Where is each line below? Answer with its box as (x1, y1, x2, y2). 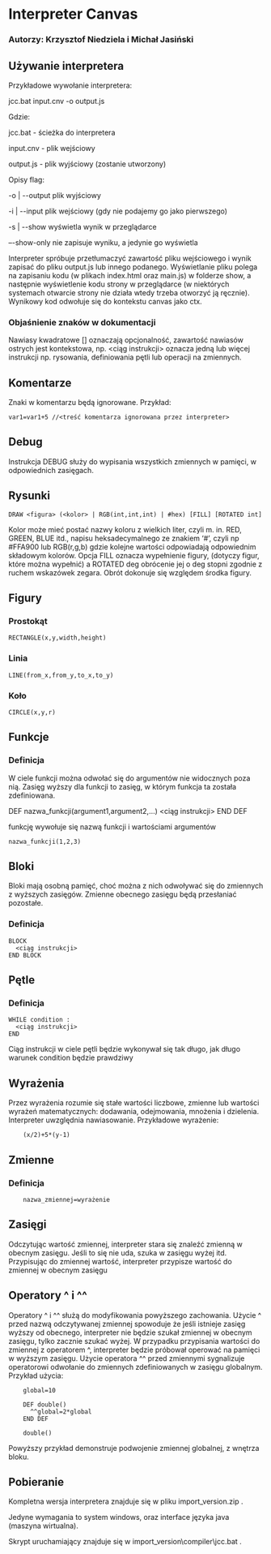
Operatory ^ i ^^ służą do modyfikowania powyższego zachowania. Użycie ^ (8, 1310, 261, 1319)
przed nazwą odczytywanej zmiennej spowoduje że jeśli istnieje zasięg (8, 1319, 246, 1328)
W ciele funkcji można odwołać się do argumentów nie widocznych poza (8, 773, 251, 783)
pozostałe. (8, 898, 44, 908)
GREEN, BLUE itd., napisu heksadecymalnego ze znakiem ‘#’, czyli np (8, 533, 240, 543)
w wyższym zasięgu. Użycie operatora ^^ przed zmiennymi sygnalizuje (8, 1353, 245, 1363)
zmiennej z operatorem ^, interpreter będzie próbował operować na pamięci (8, 1345, 260, 1354)
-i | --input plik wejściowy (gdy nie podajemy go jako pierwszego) (8, 206, 228, 216)
